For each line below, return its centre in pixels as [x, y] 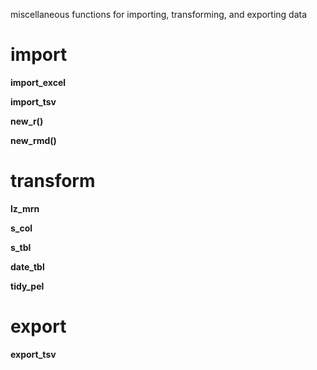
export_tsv [33, 354]
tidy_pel [27, 286]
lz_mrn [25, 208]
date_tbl [27, 266]
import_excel [38, 82]
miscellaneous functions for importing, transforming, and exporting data [159, 14]
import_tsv [33, 101]
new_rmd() [33, 140]
